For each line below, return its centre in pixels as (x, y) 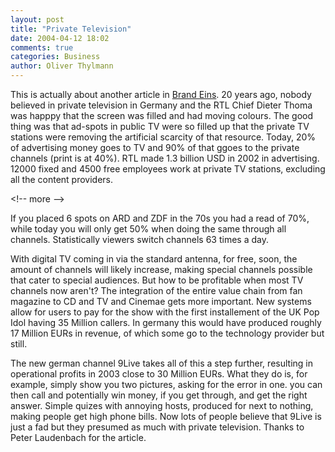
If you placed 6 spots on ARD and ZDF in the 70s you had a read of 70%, (160, 218)
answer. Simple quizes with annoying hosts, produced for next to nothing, (162, 405)
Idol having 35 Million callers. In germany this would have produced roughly (166, 322)
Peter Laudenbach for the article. (78, 437)
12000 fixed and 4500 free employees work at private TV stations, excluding (168, 169)
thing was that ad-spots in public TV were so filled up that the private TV (160, 126)
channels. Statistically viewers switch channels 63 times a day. (139, 239)
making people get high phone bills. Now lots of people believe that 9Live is (166, 416)
